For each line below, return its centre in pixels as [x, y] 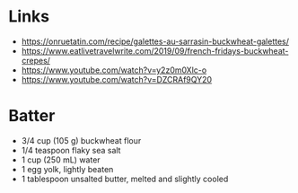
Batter [32, 116]
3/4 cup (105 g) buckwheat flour [81, 140]
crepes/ [36, 60]
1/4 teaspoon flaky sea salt [71, 150]
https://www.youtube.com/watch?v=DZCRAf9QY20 [117, 79]
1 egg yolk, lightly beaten [67, 169]
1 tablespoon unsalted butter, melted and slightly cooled [125, 179]
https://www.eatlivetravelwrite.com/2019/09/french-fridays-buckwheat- [155, 50]
